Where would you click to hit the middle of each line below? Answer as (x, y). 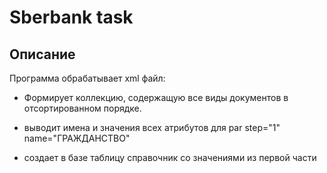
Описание (42, 54)
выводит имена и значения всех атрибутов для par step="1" (152, 127)
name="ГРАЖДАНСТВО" (77, 138)
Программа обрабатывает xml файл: (87, 78)
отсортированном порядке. (82, 108)
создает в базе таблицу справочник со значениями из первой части (170, 157)
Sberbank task (71, 17)
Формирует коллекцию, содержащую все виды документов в (156, 97)
